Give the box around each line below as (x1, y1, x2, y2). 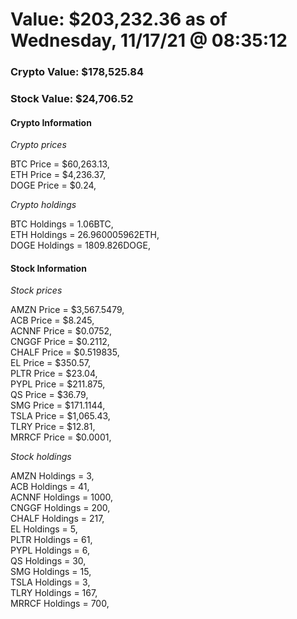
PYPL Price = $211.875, (10, 378, 106, 390)
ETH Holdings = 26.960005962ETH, (10, 229, 160, 241)
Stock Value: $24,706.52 (10, 92, 134, 106)
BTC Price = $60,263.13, (10, 158, 110, 170)
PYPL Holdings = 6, (10, 544, 91, 557)
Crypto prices (10, 139, 67, 151)
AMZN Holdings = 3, (10, 470, 95, 482)
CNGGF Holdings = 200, (10, 502, 111, 514)
